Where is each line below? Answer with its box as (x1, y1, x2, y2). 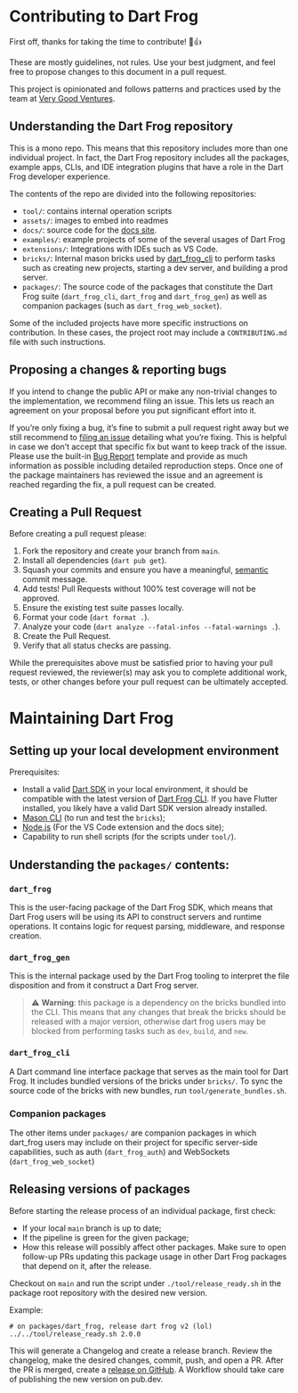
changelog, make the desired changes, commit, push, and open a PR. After (9, 1355, 285, 1365)
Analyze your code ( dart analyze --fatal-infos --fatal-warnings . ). (21, 621, 281, 632)
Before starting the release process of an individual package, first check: (9, 1205, 277, 1216)
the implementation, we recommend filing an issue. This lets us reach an (9, 395, 275, 406)
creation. (9, 930, 42, 941)
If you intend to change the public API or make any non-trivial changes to (9, 386, 278, 397)
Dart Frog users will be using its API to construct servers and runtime (9, 912, 262, 922)
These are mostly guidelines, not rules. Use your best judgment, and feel (9, 56, 276, 68)
